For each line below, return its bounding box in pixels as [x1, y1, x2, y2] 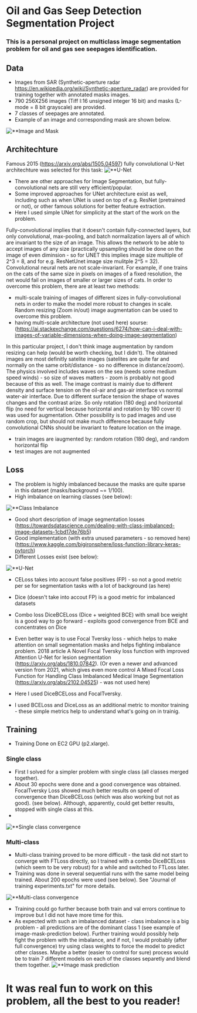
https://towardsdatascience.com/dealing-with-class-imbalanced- [16, 521, 175, 529]
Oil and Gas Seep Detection [6, 4, 142, 18]
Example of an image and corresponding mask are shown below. [14, 116, 171, 123]
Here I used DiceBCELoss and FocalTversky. [14, 690, 122, 697]
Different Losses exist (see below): [14, 553, 98, 560]
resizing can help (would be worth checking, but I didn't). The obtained [6, 349, 178, 356]
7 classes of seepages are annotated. [14, 110, 106, 117]
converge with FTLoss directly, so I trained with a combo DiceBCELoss [14, 857, 186, 864]
